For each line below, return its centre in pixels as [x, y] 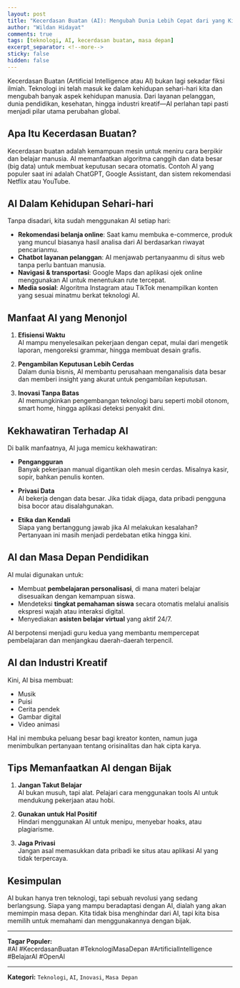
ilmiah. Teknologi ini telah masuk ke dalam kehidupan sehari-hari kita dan [115, 88]
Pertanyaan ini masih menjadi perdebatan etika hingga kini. [104, 535]
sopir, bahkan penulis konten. [61, 477]
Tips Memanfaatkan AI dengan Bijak [90, 768]
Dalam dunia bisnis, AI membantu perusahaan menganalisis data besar [122, 371]
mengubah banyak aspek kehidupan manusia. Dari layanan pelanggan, [111, 96]
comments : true [30, 34]
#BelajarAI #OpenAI [36, 957]
